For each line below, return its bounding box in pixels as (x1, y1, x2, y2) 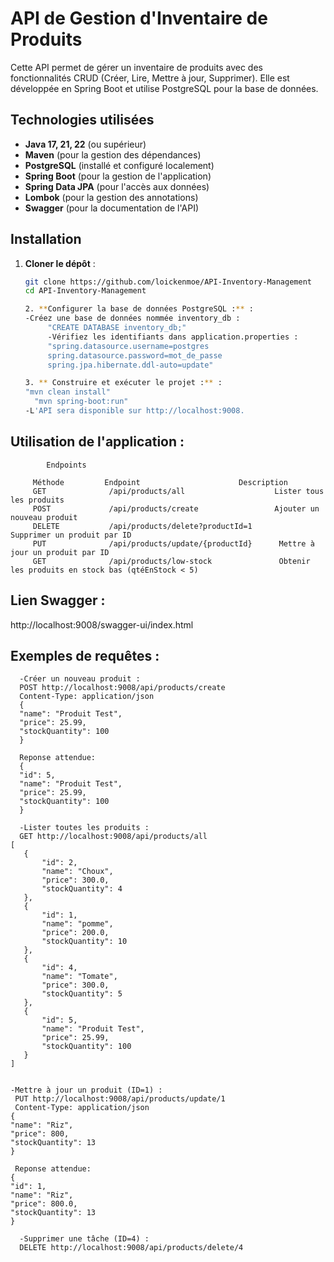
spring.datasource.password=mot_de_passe (47, 350, 223, 361)
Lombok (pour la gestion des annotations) (24, 191, 199, 203)
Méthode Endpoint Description (32, 477, 288, 487)
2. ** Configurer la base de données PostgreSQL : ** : (24, 304, 254, 314)
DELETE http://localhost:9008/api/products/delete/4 (19, 1243, 244, 1253)
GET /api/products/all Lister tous (32, 486, 325, 496)
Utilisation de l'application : (10, 433, 185, 451)
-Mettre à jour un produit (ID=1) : (10, 1085, 163, 1096)
